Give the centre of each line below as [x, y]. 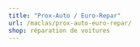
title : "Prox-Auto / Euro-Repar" [65, 16]
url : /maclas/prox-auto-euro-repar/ [70, 23]
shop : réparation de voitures [59, 30]
